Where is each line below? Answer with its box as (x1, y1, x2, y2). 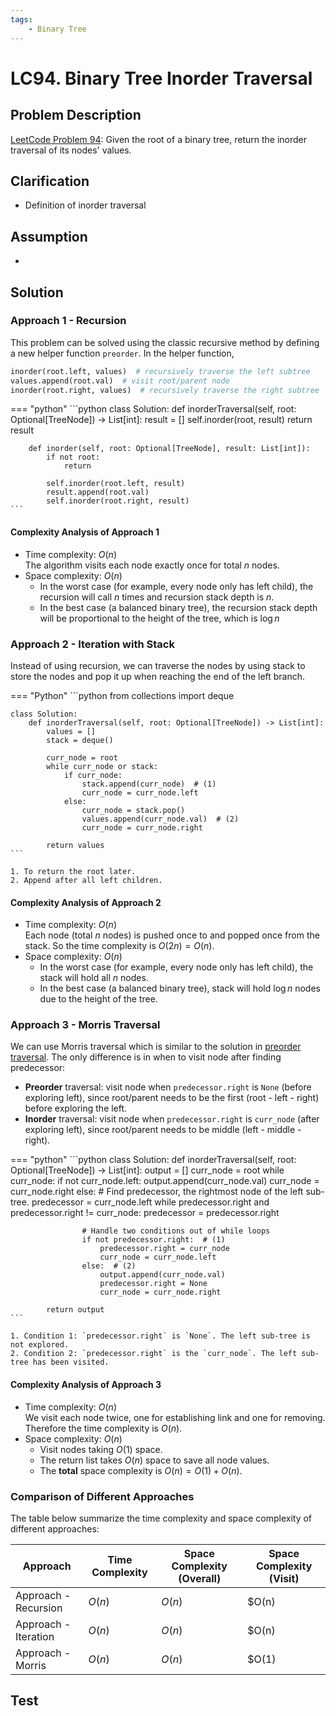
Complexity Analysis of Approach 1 (10, 526, 160, 538)
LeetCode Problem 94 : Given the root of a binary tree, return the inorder (10, 133, 308, 145)
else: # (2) (81, 1261, 137, 1271)
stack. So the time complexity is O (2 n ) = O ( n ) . (24, 940, 215, 952)
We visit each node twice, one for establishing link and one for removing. (24, 1411, 326, 1423)
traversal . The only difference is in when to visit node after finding (10, 1051, 282, 1063)
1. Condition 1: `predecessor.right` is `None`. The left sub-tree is (10, 1331, 311, 1341)
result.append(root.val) (46, 487, 150, 498)
